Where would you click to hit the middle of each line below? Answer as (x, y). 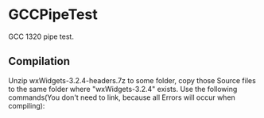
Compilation (39, 61)
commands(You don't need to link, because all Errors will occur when (122, 97)
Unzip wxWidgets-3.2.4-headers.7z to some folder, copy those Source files (132, 80)
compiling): (27, 105)
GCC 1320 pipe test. (41, 36)
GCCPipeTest (53, 15)
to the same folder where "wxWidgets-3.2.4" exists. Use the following (123, 89)
